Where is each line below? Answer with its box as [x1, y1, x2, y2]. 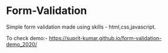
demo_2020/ [6, 41, 37, 48]
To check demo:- [6, 34, 48, 41]
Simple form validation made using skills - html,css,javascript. [6, 23, 156, 30]
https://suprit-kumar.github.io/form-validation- [49, 34, 162, 41]
